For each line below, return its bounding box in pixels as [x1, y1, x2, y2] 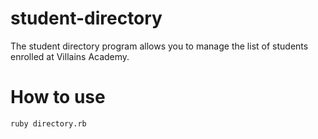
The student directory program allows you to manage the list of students [10, 40, 309, 52]
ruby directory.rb [10, 118, 87, 129]
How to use [10, 86, 106, 109]
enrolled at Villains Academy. [10, 50, 130, 62]
